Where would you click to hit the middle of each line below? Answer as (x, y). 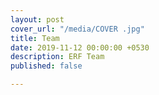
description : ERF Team (57, 57)
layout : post (37, 19)
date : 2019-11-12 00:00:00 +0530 (80, 47)
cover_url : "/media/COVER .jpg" (77, 29)
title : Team (35, 38)
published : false (46, 66)
